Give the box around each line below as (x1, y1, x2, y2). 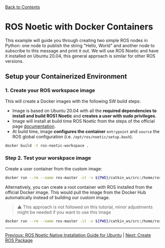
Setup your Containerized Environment (5, 72, 127, 81)
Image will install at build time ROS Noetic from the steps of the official (12, 118, 155, 124)
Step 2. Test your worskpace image (5, 155, 91, 161)
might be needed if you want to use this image (17, 209, 111, 215)
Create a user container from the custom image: (5, 166, 102, 172)
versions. (5, 58, 24, 64)
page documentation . (12, 123, 56, 129)
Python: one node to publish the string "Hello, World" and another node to (5, 43, 155, 48)
